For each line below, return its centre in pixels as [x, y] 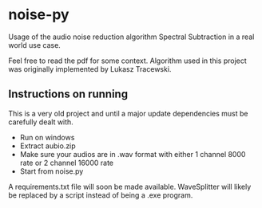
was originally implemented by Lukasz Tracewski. [90, 69]
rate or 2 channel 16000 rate [67, 163]
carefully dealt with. [41, 122]
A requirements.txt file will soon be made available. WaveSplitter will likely [130, 186]
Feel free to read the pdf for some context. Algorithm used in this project [128, 61]
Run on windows [47, 137]
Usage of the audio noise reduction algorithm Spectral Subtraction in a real [131, 37]
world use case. [35, 45]
